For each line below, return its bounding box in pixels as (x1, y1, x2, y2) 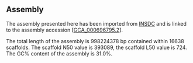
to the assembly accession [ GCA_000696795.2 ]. (6, 26, 123, 33)
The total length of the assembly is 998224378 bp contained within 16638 (6, 37, 184, 44)
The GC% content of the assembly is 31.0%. (6, 50, 113, 57)
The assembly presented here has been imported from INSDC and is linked (6, 20, 187, 27)
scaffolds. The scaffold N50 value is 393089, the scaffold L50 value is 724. (6, 44, 187, 51)
